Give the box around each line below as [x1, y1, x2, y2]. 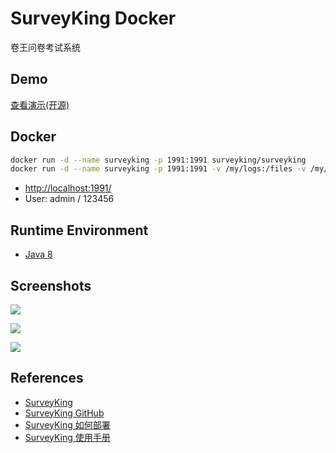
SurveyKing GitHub [24, 407, 105, 419]
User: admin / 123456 [24, 193, 115, 205]
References [10, 370, 84, 387]
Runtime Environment [10, 222, 149, 239]
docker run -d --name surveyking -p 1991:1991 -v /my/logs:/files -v [10, 164, 307, 174]
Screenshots [10, 277, 92, 294]
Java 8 [24, 248, 53, 261]
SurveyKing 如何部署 [24, 418, 111, 431]
